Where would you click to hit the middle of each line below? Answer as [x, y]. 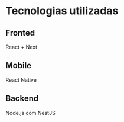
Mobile [19, 65]
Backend [22, 99]
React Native [21, 80]
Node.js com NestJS [30, 113]
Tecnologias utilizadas [62, 11]
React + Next [22, 47]
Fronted [20, 33]
